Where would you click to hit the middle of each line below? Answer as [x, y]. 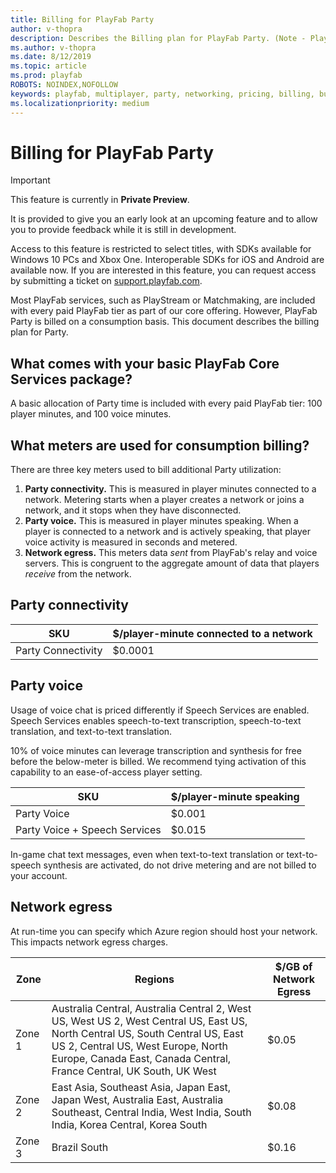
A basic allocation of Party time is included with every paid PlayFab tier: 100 [166, 403]
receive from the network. [78, 574]
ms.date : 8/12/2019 [51, 57]
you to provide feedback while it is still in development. [123, 230]
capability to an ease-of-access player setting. [106, 772]
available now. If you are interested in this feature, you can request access [163, 270]
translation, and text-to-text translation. [91, 731]
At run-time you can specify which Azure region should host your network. [164, 931]
